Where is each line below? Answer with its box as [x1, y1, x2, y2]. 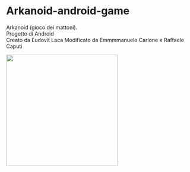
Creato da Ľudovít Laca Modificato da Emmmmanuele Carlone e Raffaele [6, 36, 185, 43]
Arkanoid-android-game [6, 4, 129, 18]
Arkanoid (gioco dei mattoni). [6, 24, 78, 31]
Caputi [6, 43, 23, 50]
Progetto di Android [6, 30, 55, 37]
